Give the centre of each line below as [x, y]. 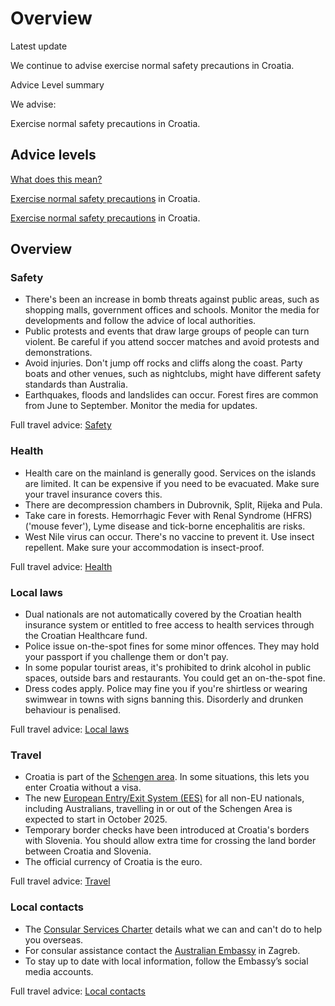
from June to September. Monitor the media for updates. [141, 406]
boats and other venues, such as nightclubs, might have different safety [173, 374]
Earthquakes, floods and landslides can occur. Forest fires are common [171, 395]
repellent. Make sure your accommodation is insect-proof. [144, 547]
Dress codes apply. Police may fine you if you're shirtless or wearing [166, 689]
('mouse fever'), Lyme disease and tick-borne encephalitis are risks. [165, 526]
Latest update [39, 46]
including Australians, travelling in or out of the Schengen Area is [158, 809]
